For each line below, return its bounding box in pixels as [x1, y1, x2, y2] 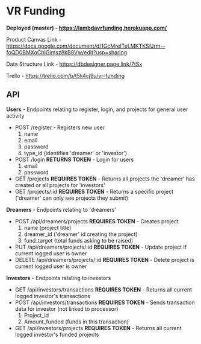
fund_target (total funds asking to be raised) [23, 237, 134, 244]
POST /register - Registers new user [14, 124, 105, 131]
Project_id [23, 311, 49, 319]
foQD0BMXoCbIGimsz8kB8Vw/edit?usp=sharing [6, 48, 128, 56]
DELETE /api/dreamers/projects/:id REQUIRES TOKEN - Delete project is [14, 256, 194, 263]
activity [6, 112, 25, 119]
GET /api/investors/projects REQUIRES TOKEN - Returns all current [14, 324, 182, 331]
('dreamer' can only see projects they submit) [14, 194, 128, 202]
